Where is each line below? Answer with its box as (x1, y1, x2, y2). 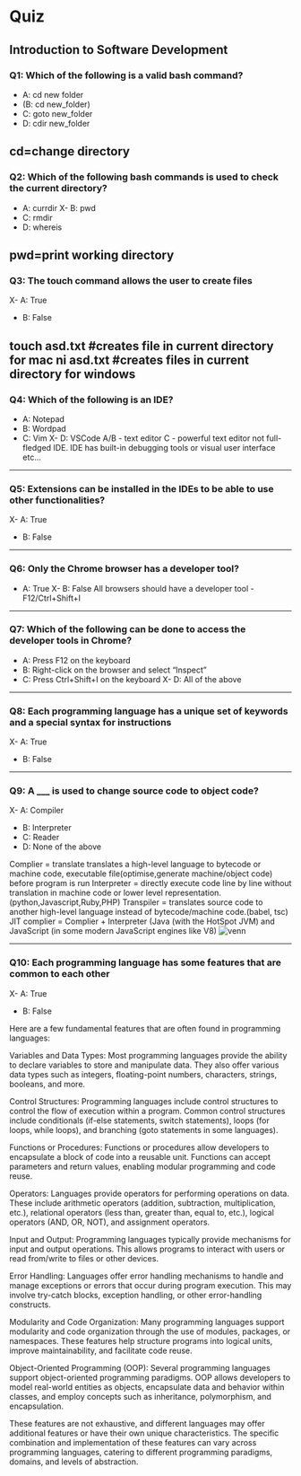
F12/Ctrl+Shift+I (21, 593, 81, 603)
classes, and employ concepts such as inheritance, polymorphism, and (9, 1391, 271, 1401)
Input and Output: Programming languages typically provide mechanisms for (9, 1234, 291, 1244)
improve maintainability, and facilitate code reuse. (9, 1345, 193, 1356)
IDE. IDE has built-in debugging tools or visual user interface (53, 442, 276, 452)
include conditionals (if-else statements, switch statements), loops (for (9, 1115, 271, 1126)
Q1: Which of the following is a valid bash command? (9, 69, 244, 82)
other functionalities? (9, 494, 106, 506)
